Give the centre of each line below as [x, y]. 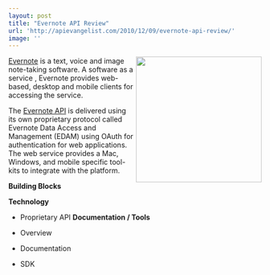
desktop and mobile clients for [83, 87]
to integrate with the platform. [71, 170]
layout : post [30, 16]
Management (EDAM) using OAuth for [71, 137]
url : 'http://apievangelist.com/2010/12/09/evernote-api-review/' [122, 31]
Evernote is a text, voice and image [66, 61]
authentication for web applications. [68, 145]
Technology [29, 202]
